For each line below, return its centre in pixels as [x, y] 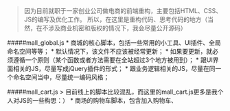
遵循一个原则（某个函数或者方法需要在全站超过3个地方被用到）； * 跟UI [113, 60]
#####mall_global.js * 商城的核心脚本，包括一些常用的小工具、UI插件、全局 [114, 43]
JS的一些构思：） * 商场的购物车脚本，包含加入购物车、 [98, 100]
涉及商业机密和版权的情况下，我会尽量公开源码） [117, 28]
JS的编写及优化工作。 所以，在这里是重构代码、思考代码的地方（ [116, 19]
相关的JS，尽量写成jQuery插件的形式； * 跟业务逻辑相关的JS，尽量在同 [114, 69]
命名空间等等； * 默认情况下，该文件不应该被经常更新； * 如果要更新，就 [110, 51]
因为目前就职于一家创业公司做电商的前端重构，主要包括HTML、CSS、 [123, 11]
